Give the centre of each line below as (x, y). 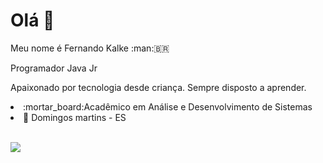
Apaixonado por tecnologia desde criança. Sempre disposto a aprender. (158, 87)
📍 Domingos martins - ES (75, 117)
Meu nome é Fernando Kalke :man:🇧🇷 (90, 48)
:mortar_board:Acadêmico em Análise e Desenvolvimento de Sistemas (168, 106)
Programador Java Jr (54, 68)
